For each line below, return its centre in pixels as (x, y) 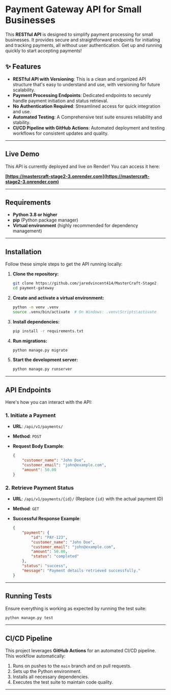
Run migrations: (30, 341)
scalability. (24, 90)
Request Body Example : (38, 446)
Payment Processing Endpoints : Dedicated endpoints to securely (82, 95)
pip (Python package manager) (45, 220)
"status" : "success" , (45, 566)
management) (27, 231)
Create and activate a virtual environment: (58, 297)
